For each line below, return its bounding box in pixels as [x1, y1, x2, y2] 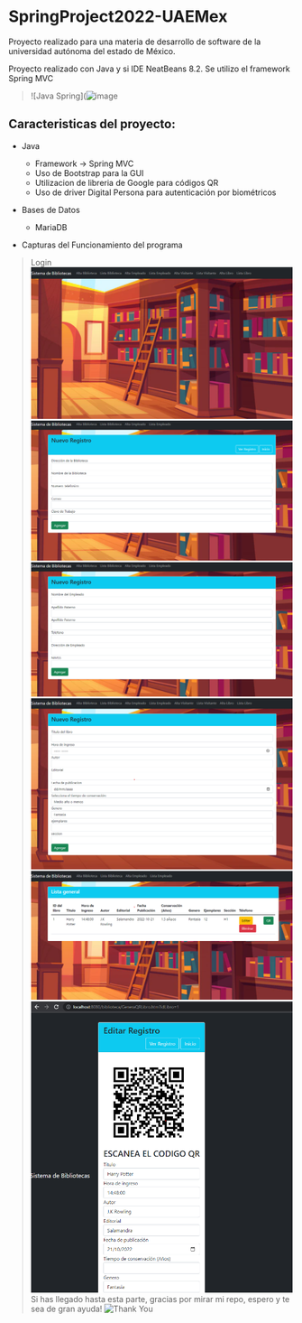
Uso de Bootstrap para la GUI [34, 167, 144, 178]
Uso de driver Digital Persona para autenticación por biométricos [34, 187, 277, 198]
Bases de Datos [21, 204, 80, 215]
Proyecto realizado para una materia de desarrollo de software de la [8, 36, 261, 47]
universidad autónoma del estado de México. [8, 45, 177, 56]
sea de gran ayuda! [30, 1303, 103, 1314]
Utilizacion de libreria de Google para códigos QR [34, 177, 219, 188]
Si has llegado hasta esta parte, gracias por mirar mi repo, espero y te [30, 1293, 290, 1304]
